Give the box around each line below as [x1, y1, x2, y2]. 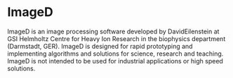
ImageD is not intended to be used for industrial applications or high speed [7, 56, 223, 65]
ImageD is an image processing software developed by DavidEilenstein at [7, 27, 220, 36]
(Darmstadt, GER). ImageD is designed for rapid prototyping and [7, 42, 193, 50]
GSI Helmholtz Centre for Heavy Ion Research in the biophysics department [7, 34, 226, 42]
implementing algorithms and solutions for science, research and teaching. [7, 49, 224, 58]
